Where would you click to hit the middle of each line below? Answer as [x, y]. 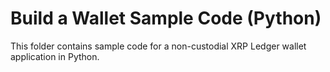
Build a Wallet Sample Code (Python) [166, 18]
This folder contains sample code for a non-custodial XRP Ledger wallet [158, 46]
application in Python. [55, 56]
